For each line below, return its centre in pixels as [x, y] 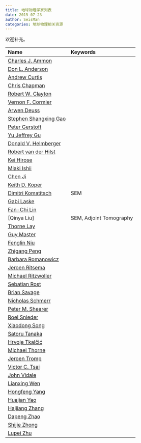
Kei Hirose [20, 160]
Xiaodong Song [26, 325]
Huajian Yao [22, 400]
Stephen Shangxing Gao [37, 119]
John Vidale [22, 375]
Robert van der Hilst [32, 152]
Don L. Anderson [28, 69]
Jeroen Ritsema [26, 268]
